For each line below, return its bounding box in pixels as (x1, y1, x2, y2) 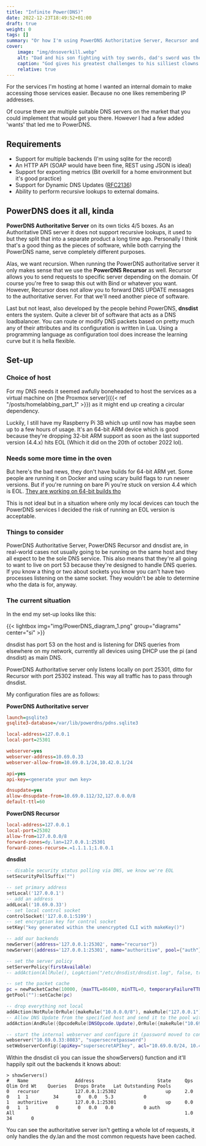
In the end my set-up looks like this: (6, 610, 96, 618)
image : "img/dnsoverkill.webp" (17, 49, 97, 55)
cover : (6, 44, 23, 50)
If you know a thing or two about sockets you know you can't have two (6, 568, 185, 575)
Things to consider (6, 528, 64, 536)
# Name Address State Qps (6, 1078, 193, 1084)
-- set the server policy (6, 958, 72, 964)
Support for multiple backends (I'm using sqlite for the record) (15, 155, 172, 163)
